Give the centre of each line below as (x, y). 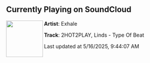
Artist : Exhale (61, 23)
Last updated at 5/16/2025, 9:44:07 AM (91, 46)
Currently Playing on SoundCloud (69, 10)
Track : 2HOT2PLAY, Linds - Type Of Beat (94, 35)
